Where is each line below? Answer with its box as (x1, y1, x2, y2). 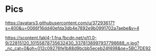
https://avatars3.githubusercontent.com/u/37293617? (5, 20, 115, 26)
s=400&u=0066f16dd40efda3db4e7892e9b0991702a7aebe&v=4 (5, 25, 140, 31)
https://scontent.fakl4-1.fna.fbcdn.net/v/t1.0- (5, 35, 97, 41)
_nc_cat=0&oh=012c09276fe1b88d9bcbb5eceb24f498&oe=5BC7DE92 (5, 45, 151, 51)
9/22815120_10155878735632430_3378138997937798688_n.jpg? (5, 40, 140, 46)
